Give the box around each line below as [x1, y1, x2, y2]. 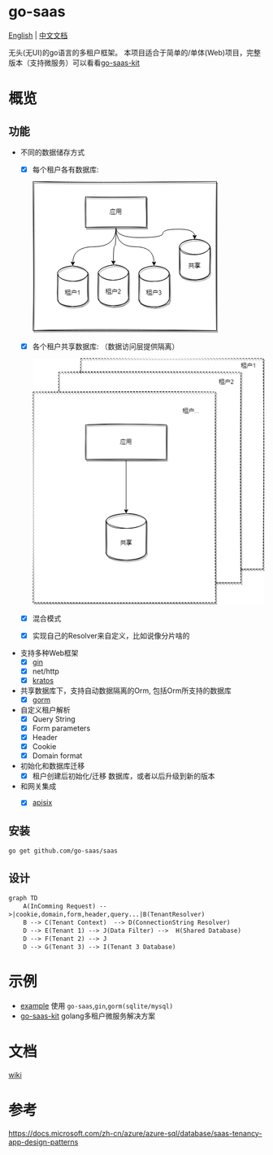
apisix [32, 798, 53, 808]
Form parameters [32, 723, 91, 733]
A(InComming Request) [23, 902, 96, 910]
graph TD [8, 894, 38, 902]
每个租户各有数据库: [32, 164, 99, 174]
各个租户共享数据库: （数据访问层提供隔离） [32, 342, 180, 351]
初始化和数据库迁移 [19, 761, 85, 771]
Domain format [32, 751, 83, 761]
